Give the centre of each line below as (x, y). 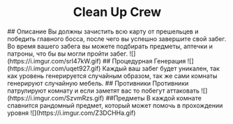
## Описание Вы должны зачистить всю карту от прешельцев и (103, 31)
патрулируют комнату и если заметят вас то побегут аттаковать (104, 91)
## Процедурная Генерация (144, 61)
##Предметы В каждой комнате (154, 98)
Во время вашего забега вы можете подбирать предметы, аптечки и (110, 46)
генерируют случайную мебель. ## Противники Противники (98, 83)
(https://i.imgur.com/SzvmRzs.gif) (56, 98)
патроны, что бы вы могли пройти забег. (68, 54)
